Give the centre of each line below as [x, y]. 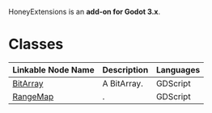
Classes [36, 44]
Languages [178, 69]
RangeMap [33, 96]
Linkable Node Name [53, 69]
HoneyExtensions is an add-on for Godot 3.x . [85, 12]
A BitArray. [123, 83]
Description [125, 69]
